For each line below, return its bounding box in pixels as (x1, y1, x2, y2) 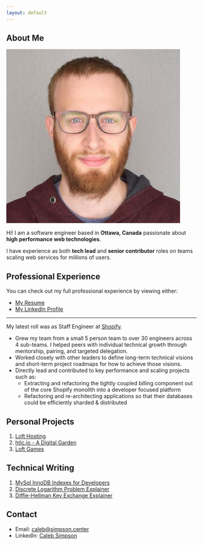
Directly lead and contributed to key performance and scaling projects (14, 367, 190, 374)
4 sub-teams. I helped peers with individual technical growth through (14, 341, 187, 348)
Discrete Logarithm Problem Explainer (14, 485, 110, 492)
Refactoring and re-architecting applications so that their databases (24, 393, 193, 400)
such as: (14, 373, 36, 380)
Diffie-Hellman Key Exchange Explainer (14, 492, 113, 499)
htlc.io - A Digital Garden (14, 439, 77, 446)
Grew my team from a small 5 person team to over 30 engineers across (14, 335, 193, 342)
